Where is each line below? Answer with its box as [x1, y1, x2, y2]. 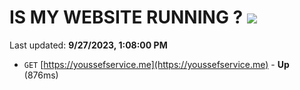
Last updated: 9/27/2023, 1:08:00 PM [9, 39, 168, 51]
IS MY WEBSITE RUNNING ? [9, 6, 244, 29]
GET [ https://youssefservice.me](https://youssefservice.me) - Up [23, 58, 290, 70]
